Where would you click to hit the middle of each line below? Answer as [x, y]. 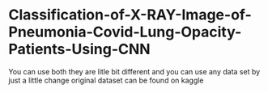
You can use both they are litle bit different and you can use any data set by [134, 71]
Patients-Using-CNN [80, 49]
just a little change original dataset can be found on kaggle [106, 80]
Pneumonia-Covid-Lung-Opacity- [125, 32]
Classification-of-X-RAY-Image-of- [130, 15]
